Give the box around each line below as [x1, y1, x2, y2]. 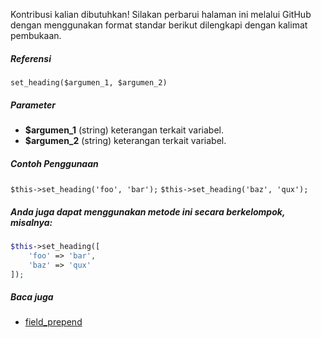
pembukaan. [10, 30, 62, 41]
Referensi [10, 52, 52, 64]
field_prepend [24, 316, 83, 328]
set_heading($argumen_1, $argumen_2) [10, 77, 168, 88]
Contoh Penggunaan [10, 157, 99, 169]
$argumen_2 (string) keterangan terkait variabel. [24, 134, 227, 146]
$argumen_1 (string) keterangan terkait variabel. [24, 124, 224, 136]
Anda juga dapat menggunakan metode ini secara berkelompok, [10, 205, 286, 218]
